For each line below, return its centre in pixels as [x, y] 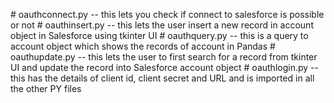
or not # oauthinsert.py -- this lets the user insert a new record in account [162, 25]
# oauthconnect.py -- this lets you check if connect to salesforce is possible [167, 14]
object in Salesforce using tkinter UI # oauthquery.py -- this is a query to [159, 35]
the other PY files [46, 88]
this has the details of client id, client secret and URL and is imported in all [162, 78]
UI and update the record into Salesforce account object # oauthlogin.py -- [164, 67]
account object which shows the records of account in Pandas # [143, 46]
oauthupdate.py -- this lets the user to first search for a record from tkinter [164, 57]
